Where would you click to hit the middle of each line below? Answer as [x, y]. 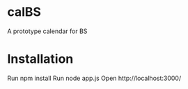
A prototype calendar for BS [47, 31]
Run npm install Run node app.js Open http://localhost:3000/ [94, 78]
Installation [40, 59]
